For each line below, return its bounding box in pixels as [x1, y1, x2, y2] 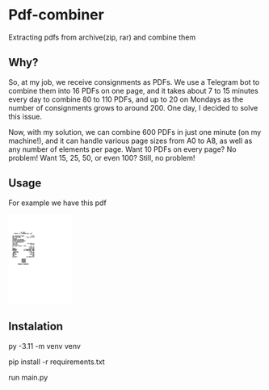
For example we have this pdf [8, 198, 107, 208]
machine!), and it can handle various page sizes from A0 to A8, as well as [8, 136, 253, 145]
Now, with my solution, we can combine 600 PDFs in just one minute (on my [8, 127, 262, 136]
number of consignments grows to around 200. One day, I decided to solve [8, 103, 258, 112]
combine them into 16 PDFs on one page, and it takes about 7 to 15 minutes [8, 86, 258, 95]
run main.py [8, 372, 48, 382]
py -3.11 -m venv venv [8, 341, 81, 350]
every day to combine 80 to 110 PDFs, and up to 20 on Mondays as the [8, 94, 244, 104]
